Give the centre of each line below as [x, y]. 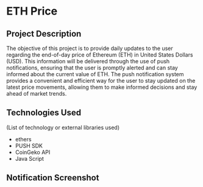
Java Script [29, 158]
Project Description [44, 34]
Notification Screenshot [53, 178]
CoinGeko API [33, 152]
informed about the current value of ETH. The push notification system [95, 74]
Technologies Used [44, 113]
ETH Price [32, 11]
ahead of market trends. [37, 94]
